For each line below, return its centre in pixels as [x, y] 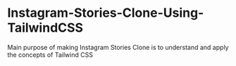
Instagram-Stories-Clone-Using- [106, 13]
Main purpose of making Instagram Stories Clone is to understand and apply [118, 47]
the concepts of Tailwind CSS [50, 55]
